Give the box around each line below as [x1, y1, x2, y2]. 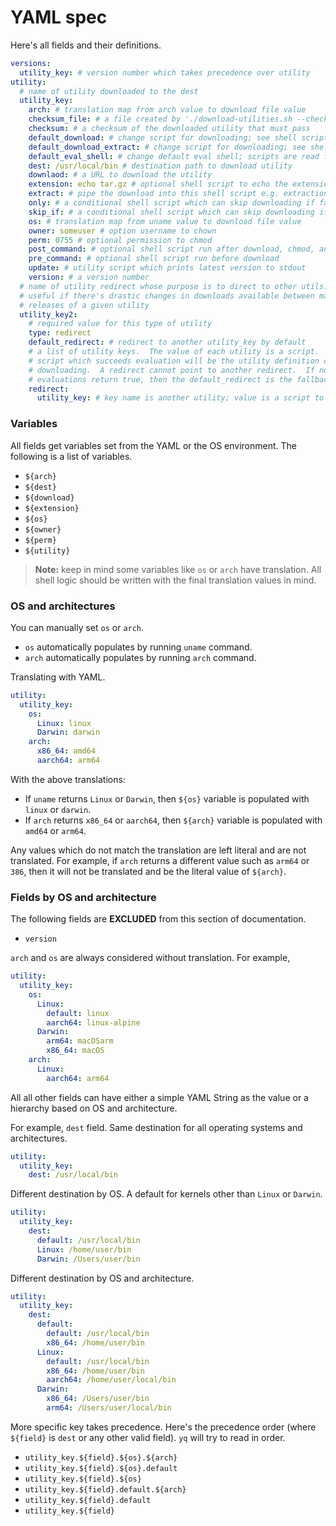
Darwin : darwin [36, 727, 101, 738]
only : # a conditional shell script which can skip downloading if [28, 198, 315, 208]
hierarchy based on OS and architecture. [10, 1102, 178, 1114]
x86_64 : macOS [46, 1046, 105, 1056]
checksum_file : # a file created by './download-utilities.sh [28, 114, 293, 125]
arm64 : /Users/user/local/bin [46, 1403, 172, 1413]
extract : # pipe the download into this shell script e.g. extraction [28, 189, 329, 199]
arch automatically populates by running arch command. [24, 651, 257, 663]
